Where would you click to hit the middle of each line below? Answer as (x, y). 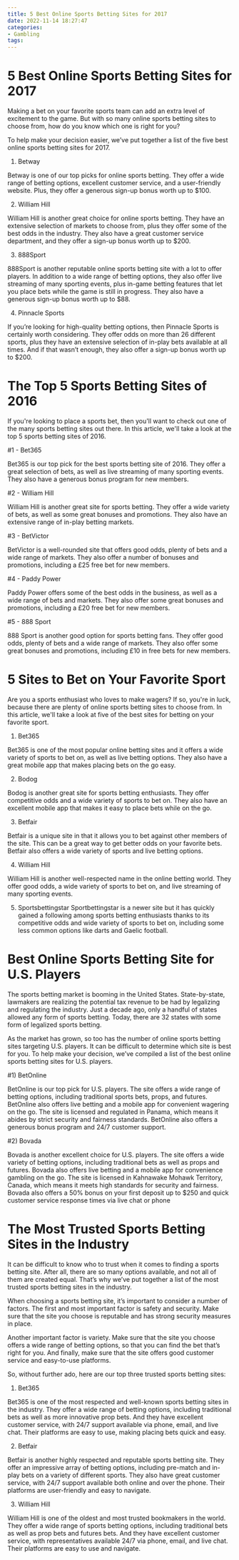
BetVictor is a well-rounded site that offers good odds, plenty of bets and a (117, 550)
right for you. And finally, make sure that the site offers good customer (111, 1353)
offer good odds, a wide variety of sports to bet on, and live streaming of (114, 886)
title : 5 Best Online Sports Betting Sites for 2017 (87, 14)
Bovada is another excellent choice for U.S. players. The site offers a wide (116, 1155)
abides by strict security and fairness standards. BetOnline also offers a (113, 1119)
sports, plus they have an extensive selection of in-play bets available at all (117, 342)
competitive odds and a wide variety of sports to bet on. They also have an (117, 800)
